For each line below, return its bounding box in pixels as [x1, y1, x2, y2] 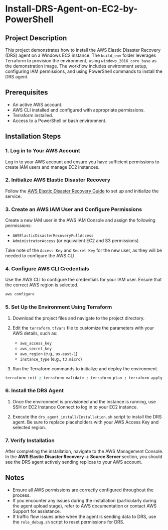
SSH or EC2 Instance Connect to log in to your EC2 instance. [12, 404, 138, 410]
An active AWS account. [12, 101, 63, 108]
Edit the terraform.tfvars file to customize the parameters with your [12, 325, 154, 331]
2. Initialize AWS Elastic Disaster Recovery [5, 176, 111, 183]
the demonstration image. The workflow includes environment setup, [5, 63, 148, 69]
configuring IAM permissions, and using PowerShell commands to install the [5, 68, 163, 74]
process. [12, 492, 31, 498]
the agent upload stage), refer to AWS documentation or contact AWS [12, 503, 157, 509]
